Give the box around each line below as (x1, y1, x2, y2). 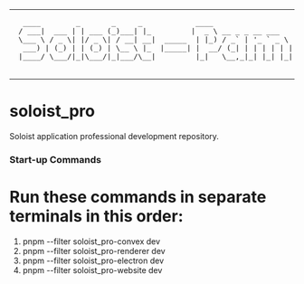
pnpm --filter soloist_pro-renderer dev (22, 245, 166, 256)
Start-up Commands (9, 153, 102, 166)
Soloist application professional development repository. (9, 130, 220, 141)
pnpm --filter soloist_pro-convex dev (22, 235, 161, 247)
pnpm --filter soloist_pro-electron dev (22, 255, 165, 266)
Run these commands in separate (9, 187, 267, 207)
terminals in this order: (9, 206, 184, 227)
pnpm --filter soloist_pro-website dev (22, 264, 163, 275)
